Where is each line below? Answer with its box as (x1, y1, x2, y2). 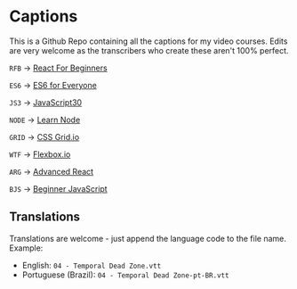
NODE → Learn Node (9, 114, 81, 125)
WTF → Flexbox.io (9, 149, 71, 160)
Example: (9, 243, 44, 253)
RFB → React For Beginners (9, 62, 108, 73)
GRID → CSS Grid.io (9, 131, 80, 142)
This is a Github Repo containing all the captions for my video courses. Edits (9, 36, 288, 46)
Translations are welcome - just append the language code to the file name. (9, 233, 287, 244)
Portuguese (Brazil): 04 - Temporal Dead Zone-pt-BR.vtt (21, 269, 229, 280)
